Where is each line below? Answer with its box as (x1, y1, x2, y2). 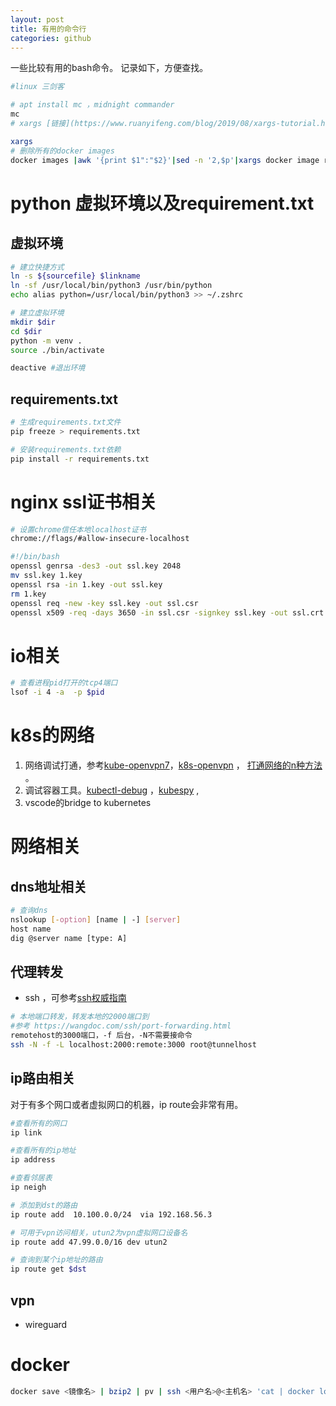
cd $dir (10, 326, 43, 336)
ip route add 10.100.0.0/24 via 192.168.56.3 (10, 1209, 213, 1220)
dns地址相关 (10, 878, 88, 895)
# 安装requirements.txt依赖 (10, 444, 122, 455)
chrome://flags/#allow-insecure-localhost (10, 534, 190, 544)
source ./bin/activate (10, 345, 105, 355)
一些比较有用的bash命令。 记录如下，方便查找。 (10, 62, 209, 74)
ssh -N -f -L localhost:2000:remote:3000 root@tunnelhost (10, 1039, 257, 1050)
